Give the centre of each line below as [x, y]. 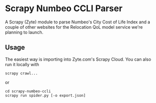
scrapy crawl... [21, 73]
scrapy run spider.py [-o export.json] [45, 95]
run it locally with [22, 64]
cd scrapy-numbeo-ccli [28, 91]
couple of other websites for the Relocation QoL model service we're [74, 27]
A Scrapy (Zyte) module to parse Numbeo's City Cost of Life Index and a [78, 22]
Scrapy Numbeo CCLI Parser [64, 9]
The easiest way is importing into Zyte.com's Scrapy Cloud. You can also [78, 59]
